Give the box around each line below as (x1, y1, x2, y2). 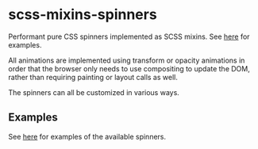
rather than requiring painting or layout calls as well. (8, 72, 179, 82)
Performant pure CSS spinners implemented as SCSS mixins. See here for (8, 32, 250, 41)
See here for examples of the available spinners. (8, 132, 167, 141)
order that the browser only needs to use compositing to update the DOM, (8, 63, 250, 73)
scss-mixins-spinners (8, 6, 157, 24)
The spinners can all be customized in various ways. (8, 87, 180, 97)
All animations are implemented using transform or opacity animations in (8, 55, 245, 65)
